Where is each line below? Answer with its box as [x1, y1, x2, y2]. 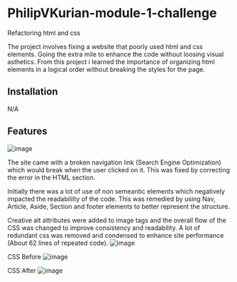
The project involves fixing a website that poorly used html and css [7, 42, 204, 51]
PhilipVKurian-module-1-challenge [7, 5, 217, 21]
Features [7, 125, 48, 137]
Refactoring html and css [7, 28, 81, 37]
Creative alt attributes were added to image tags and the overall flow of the [7, 216, 227, 224]
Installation [7, 85, 58, 98]
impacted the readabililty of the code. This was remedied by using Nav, [7, 194, 216, 203]
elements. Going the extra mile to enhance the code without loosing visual [7, 50, 224, 58]
